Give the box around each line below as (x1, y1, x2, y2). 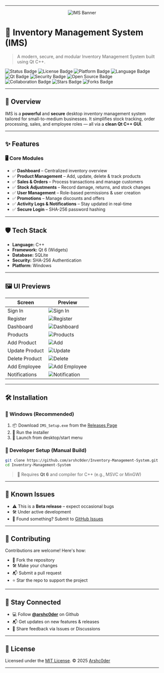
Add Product (7, 339, 37, 346)
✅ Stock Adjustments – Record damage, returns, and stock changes (12, 185, 151, 190)
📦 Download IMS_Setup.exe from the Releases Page (12, 422, 118, 428)
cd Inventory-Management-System (5, 462, 71, 467)
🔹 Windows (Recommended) (5, 411, 75, 418)
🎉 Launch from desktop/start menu (12, 434, 83, 440)
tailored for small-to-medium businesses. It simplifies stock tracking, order (5, 116, 155, 122)
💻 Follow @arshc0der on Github (12, 612, 79, 618)
